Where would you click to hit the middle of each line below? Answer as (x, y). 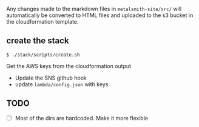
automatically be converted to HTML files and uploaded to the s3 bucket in (100, 15)
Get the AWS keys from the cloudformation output (69, 66)
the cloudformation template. (42, 22)
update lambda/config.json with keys (62, 84)
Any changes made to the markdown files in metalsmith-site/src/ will (94, 9)
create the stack (38, 41)
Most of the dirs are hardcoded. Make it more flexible (82, 118)
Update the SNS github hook (51, 78)
